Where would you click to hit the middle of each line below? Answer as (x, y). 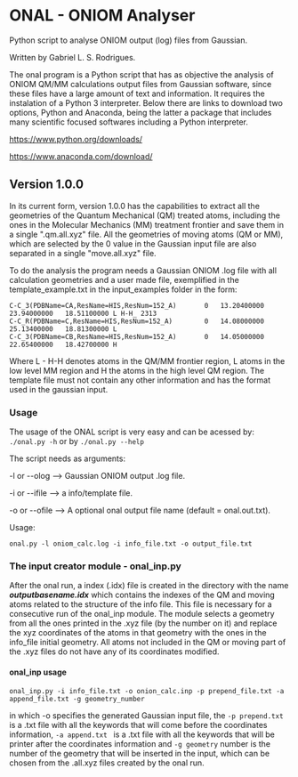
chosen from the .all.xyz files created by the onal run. (107, 763)
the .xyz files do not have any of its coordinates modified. (114, 652)
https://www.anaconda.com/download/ (81, 156)
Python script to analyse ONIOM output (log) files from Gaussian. (128, 40)
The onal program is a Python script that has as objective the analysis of (141, 74)
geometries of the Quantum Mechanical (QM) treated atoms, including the (145, 215)
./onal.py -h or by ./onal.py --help (77, 441)
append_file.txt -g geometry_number (77, 699)
